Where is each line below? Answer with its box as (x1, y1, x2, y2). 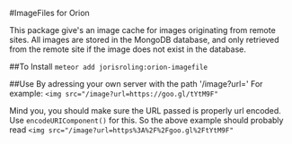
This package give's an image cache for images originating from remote (9, 25, 276, 35)
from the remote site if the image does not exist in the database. (9, 44, 247, 55)
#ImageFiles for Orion (9, 8, 90, 18)
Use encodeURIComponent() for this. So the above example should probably (9, 115, 284, 125)
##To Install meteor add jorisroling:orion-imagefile (9, 62, 208, 72)
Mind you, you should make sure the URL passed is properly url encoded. (9, 106, 281, 115)
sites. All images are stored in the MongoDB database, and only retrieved (9, 35, 280, 45)
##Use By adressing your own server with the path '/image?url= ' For (9, 79, 263, 89)
